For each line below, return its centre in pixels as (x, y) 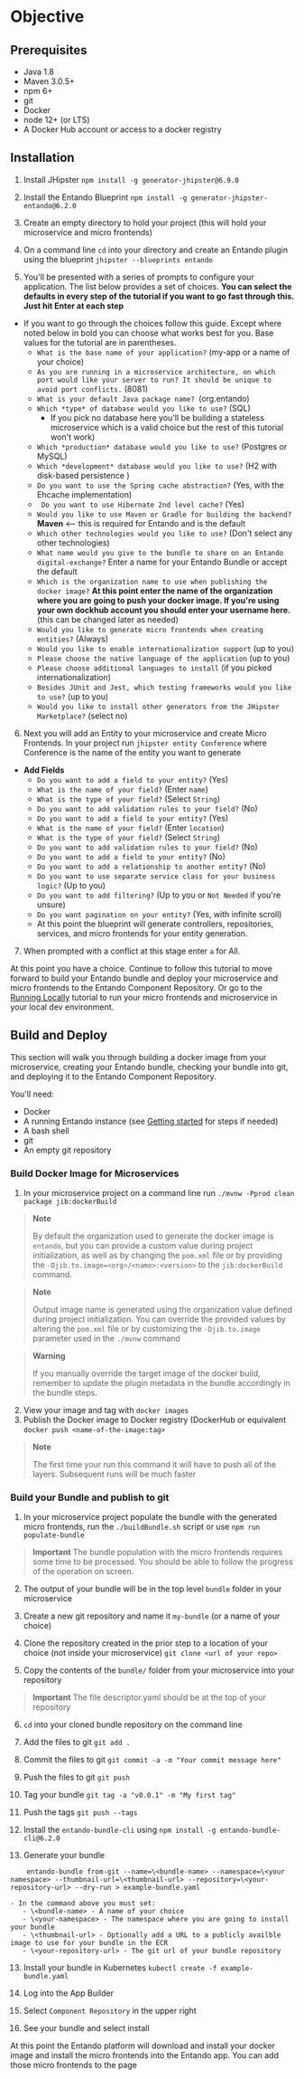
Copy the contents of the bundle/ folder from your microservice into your (159, 1670)
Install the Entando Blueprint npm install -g (105, 197)
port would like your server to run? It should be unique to (154, 380)
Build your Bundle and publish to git (90, 1497)
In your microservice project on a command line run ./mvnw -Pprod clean (159, 1192)
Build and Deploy (59, 1035)
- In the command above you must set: (83, 1903)
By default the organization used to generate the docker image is (153, 1236)
